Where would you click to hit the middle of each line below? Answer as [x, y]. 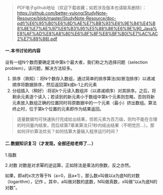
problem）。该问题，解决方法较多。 [40, 68]
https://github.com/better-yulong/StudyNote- [62, 13]
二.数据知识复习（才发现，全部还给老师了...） [50, 143]
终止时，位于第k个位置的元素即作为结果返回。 [58, 109]
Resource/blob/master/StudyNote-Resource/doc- [66, 18]
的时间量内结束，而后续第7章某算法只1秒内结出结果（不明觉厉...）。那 [86, 125]
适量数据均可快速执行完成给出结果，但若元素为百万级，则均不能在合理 [87, 119]
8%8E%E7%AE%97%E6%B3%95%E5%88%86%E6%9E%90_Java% [87, 28]
